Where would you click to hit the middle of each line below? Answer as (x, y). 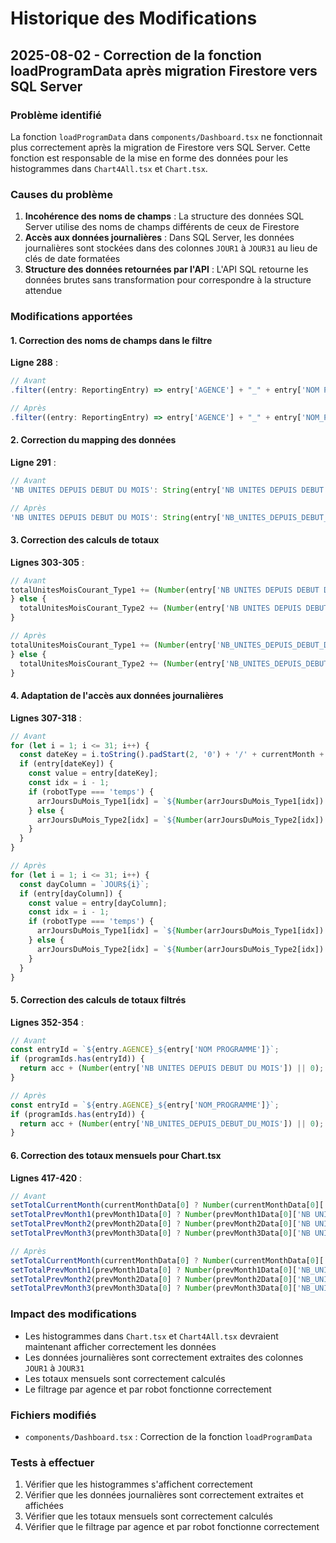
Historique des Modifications (134, 18)
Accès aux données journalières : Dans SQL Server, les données (159, 238)
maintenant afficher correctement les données (120, 1346)
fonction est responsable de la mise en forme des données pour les (149, 158)
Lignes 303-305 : (47, 562)
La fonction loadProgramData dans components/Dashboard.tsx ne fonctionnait (166, 136)
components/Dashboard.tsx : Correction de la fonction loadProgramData (168, 1436)
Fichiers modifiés (53, 1415)
